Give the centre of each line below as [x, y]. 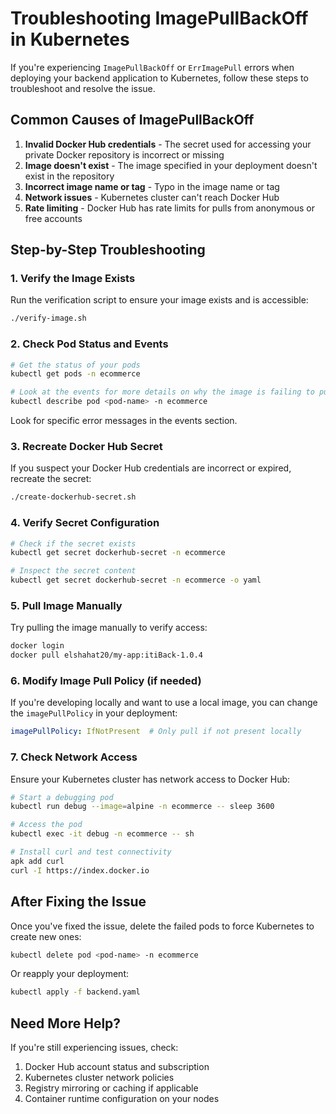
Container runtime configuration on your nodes [122, 1099]
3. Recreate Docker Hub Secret [86, 447]
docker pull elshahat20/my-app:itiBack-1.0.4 [106, 655]
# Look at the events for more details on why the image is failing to [162, 392]
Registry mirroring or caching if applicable [111, 1088]
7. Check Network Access [74, 757]
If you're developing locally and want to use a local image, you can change [164, 703]
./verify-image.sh [48, 318]
